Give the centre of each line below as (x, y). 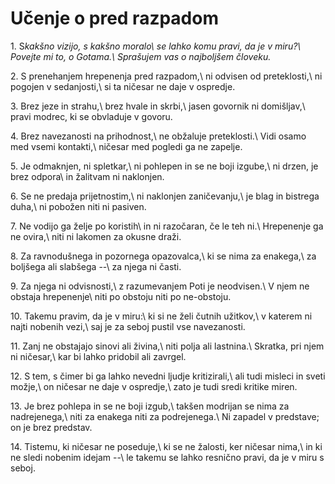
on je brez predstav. (51, 427)
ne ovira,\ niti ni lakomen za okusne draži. (96, 236)
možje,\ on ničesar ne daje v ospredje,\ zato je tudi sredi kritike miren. (154, 386)
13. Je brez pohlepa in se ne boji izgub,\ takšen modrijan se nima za (150, 406)
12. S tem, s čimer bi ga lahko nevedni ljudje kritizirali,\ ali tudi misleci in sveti (168, 376)
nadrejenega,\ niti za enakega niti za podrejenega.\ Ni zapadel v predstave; (165, 416)
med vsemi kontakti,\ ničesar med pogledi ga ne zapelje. (126, 146)
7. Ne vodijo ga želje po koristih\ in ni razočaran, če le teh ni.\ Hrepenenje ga (167, 226)
